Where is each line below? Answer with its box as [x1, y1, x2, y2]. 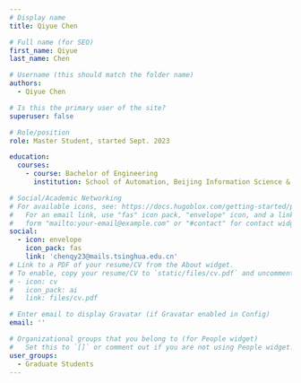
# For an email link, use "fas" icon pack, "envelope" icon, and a [9, 210, 275, 220]
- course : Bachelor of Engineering [25, 170, 159, 178]
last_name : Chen [9, 55, 70, 64]
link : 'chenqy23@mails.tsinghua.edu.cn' [25, 252, 178, 261]
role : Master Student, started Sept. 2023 [9, 136, 170, 145]
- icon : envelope [17, 235, 82, 245]
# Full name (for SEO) [9, 38, 94, 47]
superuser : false [9, 111, 74, 121]
